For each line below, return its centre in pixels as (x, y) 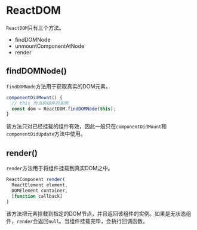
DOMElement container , (40, 191)
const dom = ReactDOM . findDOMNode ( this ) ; (64, 109)
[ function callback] (37, 196)
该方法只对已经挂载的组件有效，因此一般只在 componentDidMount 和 (87, 127)
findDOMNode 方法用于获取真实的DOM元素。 (59, 86)
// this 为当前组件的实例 (40, 103)
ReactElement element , (40, 185)
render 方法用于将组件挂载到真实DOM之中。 (60, 168)
